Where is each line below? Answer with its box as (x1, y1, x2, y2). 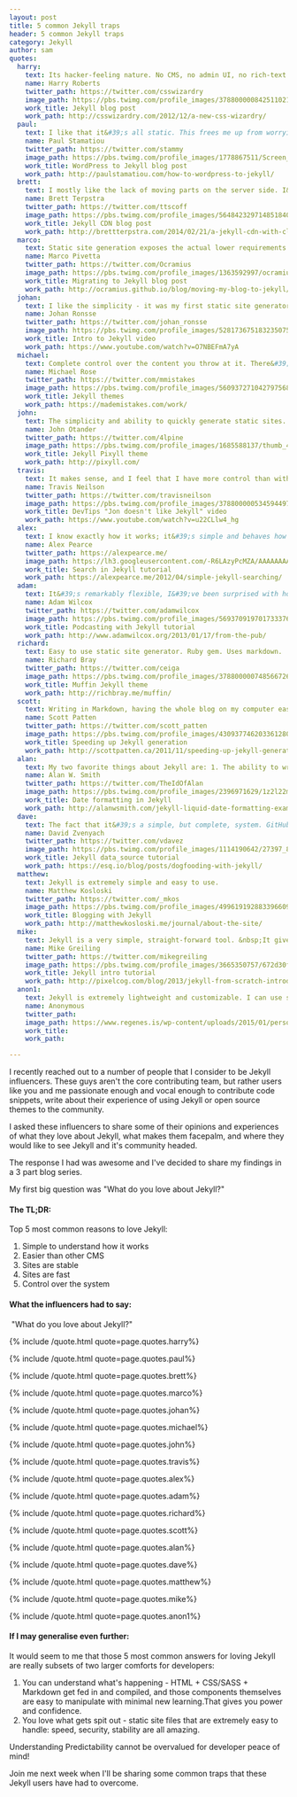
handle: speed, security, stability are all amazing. (21, 1724, 201, 1735)
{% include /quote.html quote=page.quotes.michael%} (9, 1421, 209, 1432)
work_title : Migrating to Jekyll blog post (25, 276, 188, 285)
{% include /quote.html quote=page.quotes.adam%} (9, 1490, 201, 1501)
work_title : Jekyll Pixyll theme (25, 449, 148, 459)
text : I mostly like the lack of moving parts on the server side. (25, 186, 278, 195)
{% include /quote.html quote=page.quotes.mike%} (9, 1593, 197, 1604)
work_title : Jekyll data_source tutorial (25, 853, 179, 862)
